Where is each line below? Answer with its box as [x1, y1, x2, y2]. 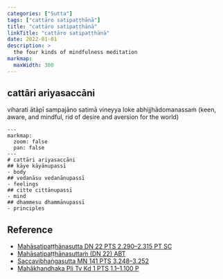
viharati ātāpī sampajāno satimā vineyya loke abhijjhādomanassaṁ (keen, [7, 105, 217, 114]
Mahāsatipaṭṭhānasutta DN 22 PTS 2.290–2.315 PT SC [17, 242, 172, 251]
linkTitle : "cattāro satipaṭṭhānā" [7, 29, 110, 37]
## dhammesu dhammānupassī [7, 199, 85, 206]
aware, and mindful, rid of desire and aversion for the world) [7, 113, 179, 121]
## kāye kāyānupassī [7, 163, 67, 170]
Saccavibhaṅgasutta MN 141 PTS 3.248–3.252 [17, 257, 150, 265]
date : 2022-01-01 [7, 36, 57, 43]
